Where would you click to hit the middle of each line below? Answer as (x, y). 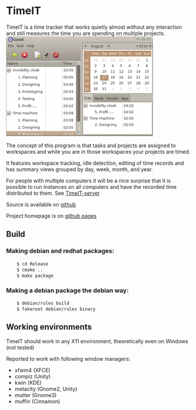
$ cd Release (33, 264)
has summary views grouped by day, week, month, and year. (80, 169)
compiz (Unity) (33, 376)
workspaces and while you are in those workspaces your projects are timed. (98, 151)
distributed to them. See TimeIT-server (53, 193)
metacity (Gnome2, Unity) (46, 389)
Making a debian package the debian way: (67, 290)
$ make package (35, 276)
